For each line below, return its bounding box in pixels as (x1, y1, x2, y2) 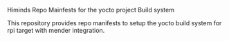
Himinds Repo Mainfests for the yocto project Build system (7, 6, 175, 14)
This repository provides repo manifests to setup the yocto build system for (7, 19, 222, 27)
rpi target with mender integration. (7, 27, 105, 34)
